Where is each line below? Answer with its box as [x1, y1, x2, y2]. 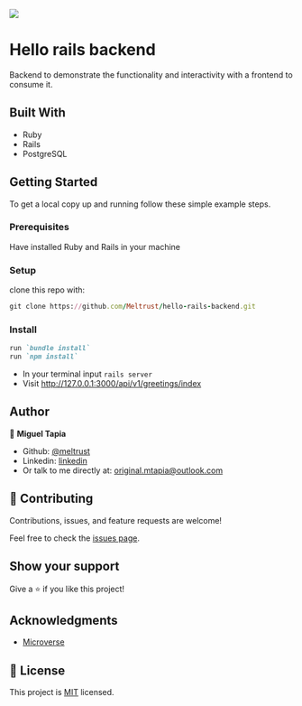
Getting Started [9, 174, 98, 190]
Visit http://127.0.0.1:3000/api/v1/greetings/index [22, 378, 202, 389]
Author [9, 404, 50, 420]
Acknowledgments [9, 612, 119, 627]
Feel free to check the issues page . [9, 533, 140, 543]
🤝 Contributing [9, 491, 94, 506]
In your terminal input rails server [22, 368, 153, 379]
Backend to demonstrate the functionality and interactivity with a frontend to [9, 69, 293, 80]
